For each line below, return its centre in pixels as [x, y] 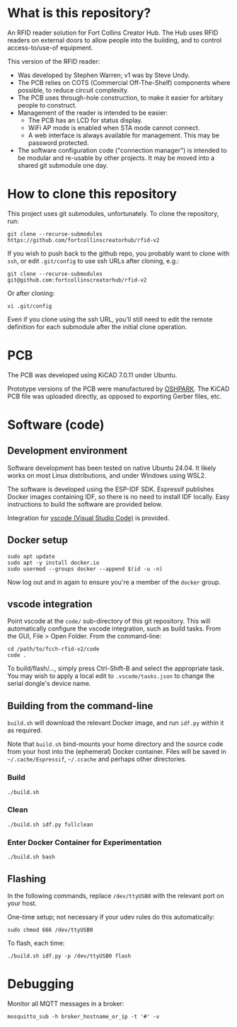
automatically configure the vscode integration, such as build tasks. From [114, 629]
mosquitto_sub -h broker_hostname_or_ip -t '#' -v [83, 1016]
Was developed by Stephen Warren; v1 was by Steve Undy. [104, 75]
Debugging [41, 984]
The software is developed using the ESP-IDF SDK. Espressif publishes [111, 489]
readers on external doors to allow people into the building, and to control [114, 40]
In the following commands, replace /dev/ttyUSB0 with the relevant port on [116, 895]
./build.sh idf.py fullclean [50, 825]
